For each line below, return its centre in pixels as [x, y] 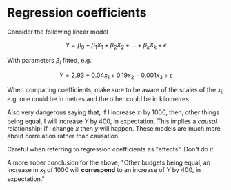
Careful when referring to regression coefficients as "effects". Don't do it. [111, 149]
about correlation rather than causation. [64, 136]
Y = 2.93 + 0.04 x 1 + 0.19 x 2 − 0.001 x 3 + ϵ [116, 76]
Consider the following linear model [58, 32]
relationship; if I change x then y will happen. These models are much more [114, 128]
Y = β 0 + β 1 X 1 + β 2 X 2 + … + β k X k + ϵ [116, 46]
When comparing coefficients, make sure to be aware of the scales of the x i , [115, 91]
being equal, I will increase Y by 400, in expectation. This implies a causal [112, 121]
